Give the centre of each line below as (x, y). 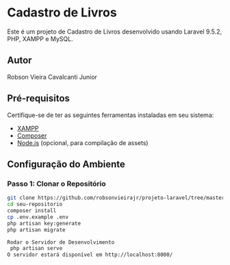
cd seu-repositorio (35, 204)
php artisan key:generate (44, 223)
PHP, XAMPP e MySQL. (40, 38)
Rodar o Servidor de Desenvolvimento (61, 242)
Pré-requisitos (39, 98)
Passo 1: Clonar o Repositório (56, 184)
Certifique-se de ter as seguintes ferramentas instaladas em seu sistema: (111, 115)
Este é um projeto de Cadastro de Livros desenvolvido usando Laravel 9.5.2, (115, 31)
